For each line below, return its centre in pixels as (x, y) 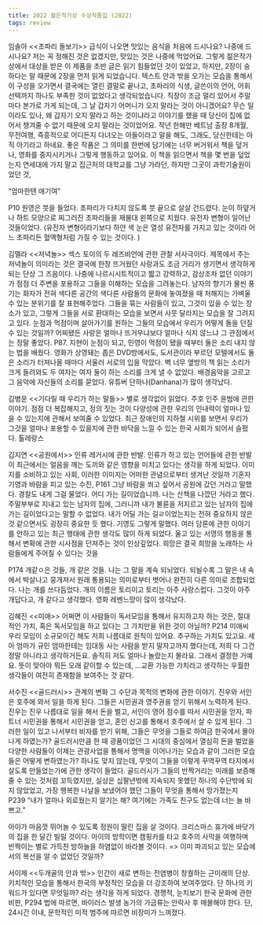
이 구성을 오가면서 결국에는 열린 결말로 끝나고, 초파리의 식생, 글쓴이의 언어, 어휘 (130, 85)
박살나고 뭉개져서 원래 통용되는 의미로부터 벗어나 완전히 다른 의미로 (125, 579)
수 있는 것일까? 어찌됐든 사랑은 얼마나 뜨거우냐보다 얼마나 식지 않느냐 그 (118, 332)
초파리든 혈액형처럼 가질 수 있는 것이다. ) (78, 237)
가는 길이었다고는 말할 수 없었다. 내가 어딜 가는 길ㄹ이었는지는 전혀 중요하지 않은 (131, 513)
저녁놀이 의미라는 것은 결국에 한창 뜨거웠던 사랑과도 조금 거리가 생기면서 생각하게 (132, 264)
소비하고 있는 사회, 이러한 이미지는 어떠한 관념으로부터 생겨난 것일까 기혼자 (137, 474)
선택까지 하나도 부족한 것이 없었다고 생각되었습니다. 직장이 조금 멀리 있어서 (122, 95)
